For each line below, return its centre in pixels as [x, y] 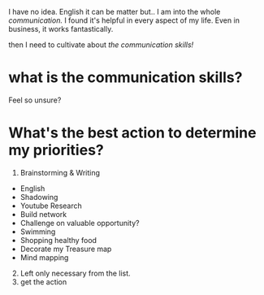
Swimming [38, 232]
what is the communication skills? [126, 78]
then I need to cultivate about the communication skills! [101, 45]
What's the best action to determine [132, 133]
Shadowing [39, 197]
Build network [43, 214]
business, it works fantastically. [61, 29]
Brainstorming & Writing [60, 172]
